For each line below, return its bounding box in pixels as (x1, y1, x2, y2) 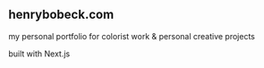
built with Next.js (8, 48, 71, 59)
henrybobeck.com (8, 7, 115, 22)
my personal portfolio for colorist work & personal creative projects (8, 30, 256, 41)
